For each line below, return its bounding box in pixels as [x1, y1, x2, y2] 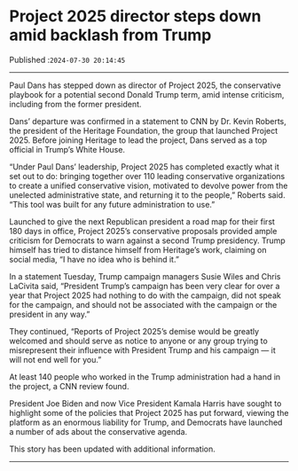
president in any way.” [9, 309, 90, 319]
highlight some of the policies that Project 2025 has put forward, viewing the [9, 407, 289, 418]
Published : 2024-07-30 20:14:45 [9, 54, 126, 65]
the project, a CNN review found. [9, 381, 129, 391]
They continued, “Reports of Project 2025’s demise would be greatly [9, 326, 260, 336]
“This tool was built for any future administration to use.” [9, 199, 216, 209]
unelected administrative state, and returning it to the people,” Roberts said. [9, 189, 286, 200]
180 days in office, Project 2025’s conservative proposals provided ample [9, 225, 278, 236]
